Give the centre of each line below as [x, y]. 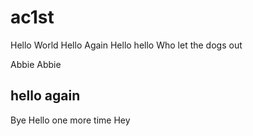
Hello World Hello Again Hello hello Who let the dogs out [126, 45]
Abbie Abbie [36, 64]
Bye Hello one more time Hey [70, 120]
